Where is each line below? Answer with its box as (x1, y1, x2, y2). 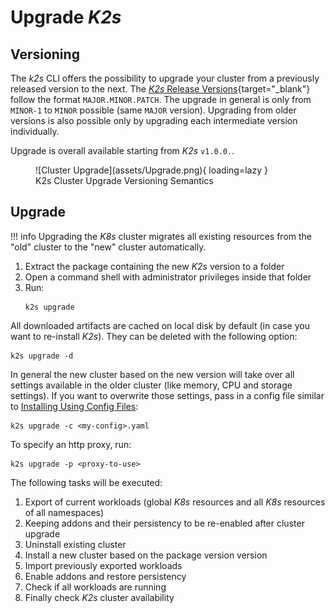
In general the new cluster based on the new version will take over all (10, 368, 295, 380)
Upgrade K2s (10, 6, 122, 29)
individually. (10, 126, 60, 137)
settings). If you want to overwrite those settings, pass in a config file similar (10, 389, 325, 401)
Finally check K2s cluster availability (24, 591, 175, 603)
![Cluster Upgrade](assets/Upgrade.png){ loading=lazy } (35, 164, 268, 176)
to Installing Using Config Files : (10, 400, 139, 412)
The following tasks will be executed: (10, 476, 163, 488)
